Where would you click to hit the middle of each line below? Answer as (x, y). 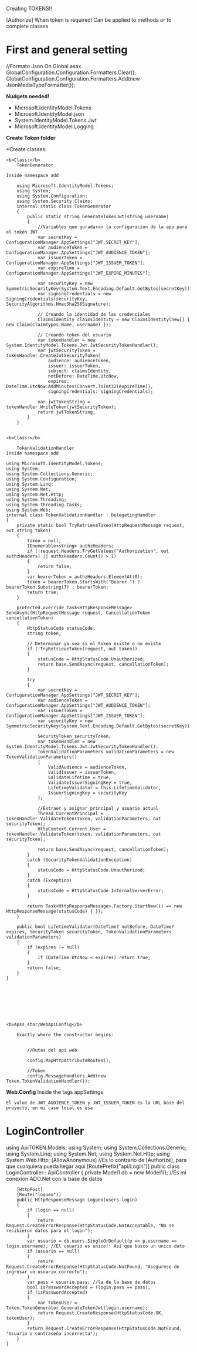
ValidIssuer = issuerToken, (82, 772)
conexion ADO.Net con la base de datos (54, 1179)
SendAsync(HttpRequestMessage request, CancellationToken (78, 613)
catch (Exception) (50, 880)
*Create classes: (26, 149)
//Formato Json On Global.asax (44, 66)
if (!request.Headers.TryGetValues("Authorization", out (98, 551)
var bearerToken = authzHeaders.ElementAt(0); (85, 577)
